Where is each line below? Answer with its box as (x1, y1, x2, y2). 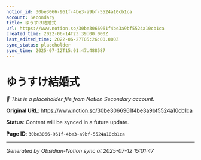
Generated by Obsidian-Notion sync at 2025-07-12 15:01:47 (6, 147, 154, 154)
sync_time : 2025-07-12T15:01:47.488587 (6, 48, 106, 54)
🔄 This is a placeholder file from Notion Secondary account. (6, 95, 154, 102)
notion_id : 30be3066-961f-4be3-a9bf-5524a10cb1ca (6, 8, 133, 15)
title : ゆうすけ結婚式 (6, 20, 57, 26)
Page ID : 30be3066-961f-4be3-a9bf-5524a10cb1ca (6, 130, 126, 137)
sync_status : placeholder (6, 42, 71, 48)
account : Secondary (6, 14, 55, 20)
